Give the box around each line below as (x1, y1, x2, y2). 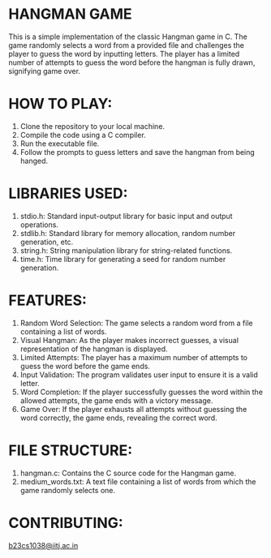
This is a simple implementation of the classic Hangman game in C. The (8, 32, 247, 41)
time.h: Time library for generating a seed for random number (19, 254, 226, 264)
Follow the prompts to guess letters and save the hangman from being (19, 147, 256, 157)
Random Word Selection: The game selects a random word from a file (19, 318, 253, 328)
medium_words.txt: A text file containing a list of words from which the (19, 476, 256, 487)
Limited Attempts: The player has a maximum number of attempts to (19, 352, 248, 362)
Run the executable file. (19, 139, 100, 148)
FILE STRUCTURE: (8, 441, 133, 459)
